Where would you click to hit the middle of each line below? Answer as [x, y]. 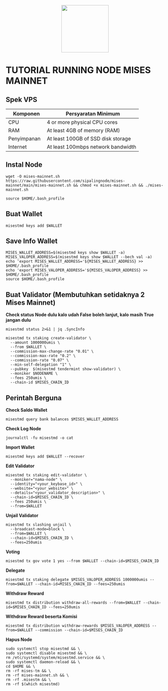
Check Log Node [24, 429]
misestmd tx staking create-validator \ [49, 338]
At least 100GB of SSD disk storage [89, 139]
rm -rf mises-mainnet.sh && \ [37, 675]
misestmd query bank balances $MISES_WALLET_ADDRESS [62, 419]
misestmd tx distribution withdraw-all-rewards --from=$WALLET [73, 603]
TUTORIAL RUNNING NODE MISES [78, 70]
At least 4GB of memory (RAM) [83, 130]
